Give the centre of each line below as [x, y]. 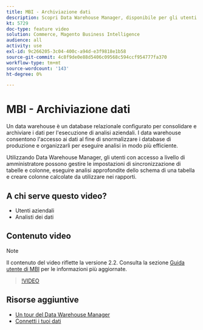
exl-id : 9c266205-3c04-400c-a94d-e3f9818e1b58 [66, 52]
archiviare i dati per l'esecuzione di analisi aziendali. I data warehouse [94, 133]
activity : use [24, 46]
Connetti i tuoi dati [38, 321]
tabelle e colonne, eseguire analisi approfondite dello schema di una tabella [101, 170]
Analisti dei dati [34, 217]
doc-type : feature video [38, 29]
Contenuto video [39, 236]
